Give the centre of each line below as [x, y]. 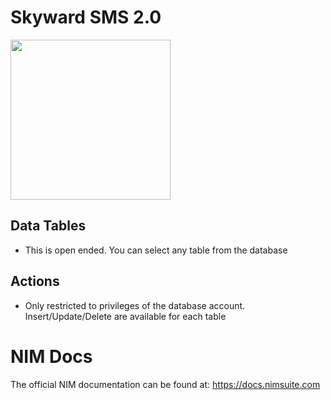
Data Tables [48, 226]
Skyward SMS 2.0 [86, 17]
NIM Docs [51, 356]
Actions [35, 281]
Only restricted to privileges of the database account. [135, 305]
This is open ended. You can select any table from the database [156, 250]
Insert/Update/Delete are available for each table [125, 316]
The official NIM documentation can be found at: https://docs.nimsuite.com [165, 384]
